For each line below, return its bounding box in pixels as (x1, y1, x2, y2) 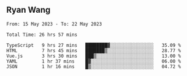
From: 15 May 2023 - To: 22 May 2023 (6, 21, 102, 27)
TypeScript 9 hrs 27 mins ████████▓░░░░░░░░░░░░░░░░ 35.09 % (6, 42, 182, 48)
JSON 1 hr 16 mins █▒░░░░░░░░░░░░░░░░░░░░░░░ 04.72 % (6, 63, 182, 69)
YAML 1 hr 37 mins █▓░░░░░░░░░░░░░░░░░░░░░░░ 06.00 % (6, 58, 182, 64)
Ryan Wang (6, 5, 51, 15)
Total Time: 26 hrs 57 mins (6, 32, 78, 38)
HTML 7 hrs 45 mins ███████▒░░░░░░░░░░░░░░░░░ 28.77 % (6, 47, 182, 54)
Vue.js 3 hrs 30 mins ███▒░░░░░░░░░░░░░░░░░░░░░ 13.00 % (6, 53, 182, 59)
